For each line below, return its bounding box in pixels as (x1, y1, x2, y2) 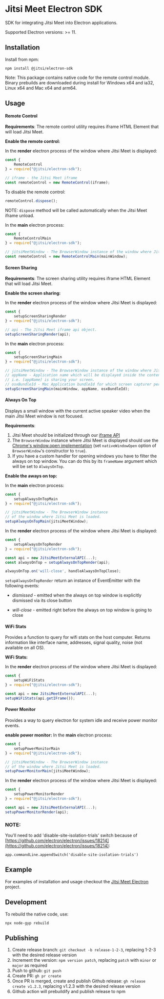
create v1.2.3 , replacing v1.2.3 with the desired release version (12, 983, 141, 989)
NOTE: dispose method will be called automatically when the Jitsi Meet (5, 207, 147, 213)
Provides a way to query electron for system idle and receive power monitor (5, 717, 158, 723)
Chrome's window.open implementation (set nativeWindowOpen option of (12, 443, 157, 448)
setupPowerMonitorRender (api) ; (5, 810, 69, 815)
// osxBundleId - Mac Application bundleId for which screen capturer (5, 382, 152, 387)
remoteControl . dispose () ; (5, 198, 58, 203)
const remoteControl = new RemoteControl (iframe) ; (5, 180, 110, 185)
